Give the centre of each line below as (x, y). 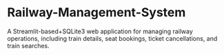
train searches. (28, 45)
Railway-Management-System (96, 13)
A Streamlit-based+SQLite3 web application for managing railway (100, 31)
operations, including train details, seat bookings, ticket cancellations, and (112, 38)
